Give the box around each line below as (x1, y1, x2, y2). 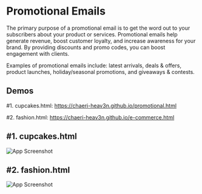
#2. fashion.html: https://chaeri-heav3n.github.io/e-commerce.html (6, 113, 175, 121)
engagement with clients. (6, 50, 70, 57)
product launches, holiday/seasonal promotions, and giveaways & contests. (6, 68, 195, 75)
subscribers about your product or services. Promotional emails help (6, 30, 178, 38)
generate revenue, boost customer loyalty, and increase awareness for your (6, 37, 196, 44)
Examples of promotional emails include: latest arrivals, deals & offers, (6, 62, 182, 69)
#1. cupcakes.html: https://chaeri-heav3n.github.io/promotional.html (6, 102, 177, 109)
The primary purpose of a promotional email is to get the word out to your (6, 24, 190, 32)
